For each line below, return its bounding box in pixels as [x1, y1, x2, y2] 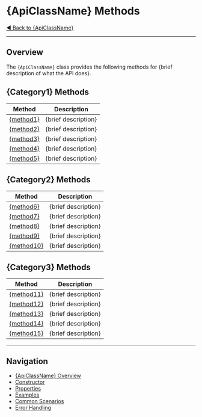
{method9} [9, 232, 40, 240]
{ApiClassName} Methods [6, 4, 140, 18]
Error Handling [14, 404, 52, 411]
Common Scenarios [14, 398, 64, 404]
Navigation [6, 356, 48, 366]
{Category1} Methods [6, 87, 89, 97]
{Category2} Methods [6, 175, 91, 185]
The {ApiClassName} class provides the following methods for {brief [6, 63, 173, 70]
